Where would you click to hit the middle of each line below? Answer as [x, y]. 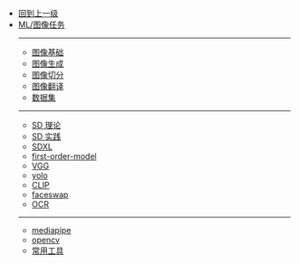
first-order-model [64, 156]
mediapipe [51, 230]
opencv [46, 240]
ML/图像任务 [41, 24]
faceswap [50, 194]
